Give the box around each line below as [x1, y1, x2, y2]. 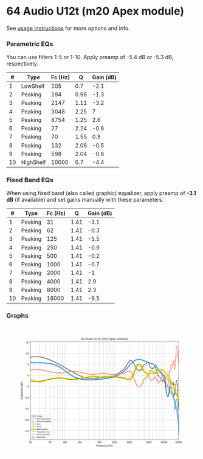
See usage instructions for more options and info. [6, 24, 131, 32]
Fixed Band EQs [6, 176, 53, 184]
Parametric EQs [6, 40, 53, 48]
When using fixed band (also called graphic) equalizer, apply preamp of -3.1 [6, 190, 196, 197]
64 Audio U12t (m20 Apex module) [6, 4, 184, 18]
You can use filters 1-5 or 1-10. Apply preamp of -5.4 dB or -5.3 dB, [6, 54, 174, 61]
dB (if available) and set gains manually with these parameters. [6, 196, 164, 204]
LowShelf [21, 82, 45, 90]
